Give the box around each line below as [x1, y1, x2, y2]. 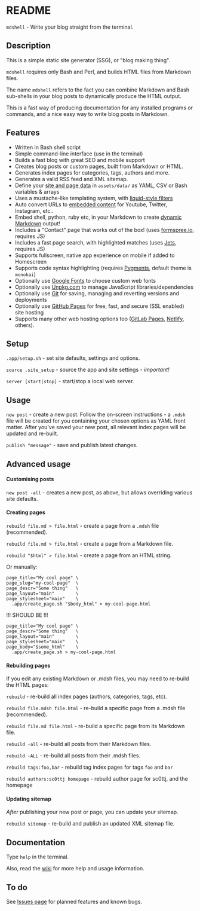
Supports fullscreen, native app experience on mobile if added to [14, 252, 175, 259]
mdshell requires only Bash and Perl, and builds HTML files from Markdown [6, 68, 192, 75]
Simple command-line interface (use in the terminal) [14, 150, 143, 157]
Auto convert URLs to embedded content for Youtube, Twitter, [14, 201, 167, 208]
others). [14, 321, 35, 329]
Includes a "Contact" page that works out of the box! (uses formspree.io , [14, 226, 195, 233]
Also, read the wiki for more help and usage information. [6, 865, 144, 872]
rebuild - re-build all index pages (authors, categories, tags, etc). [6, 693, 167, 700]
